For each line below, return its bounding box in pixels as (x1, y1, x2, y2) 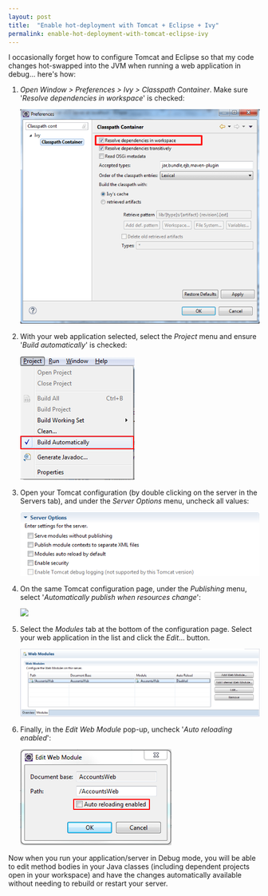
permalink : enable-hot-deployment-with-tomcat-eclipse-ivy (8, 30, 209, 37)
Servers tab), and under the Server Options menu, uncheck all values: (19, 495, 250, 506)
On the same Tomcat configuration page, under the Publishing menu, (19, 584, 247, 594)
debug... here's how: (8, 69, 77, 79)
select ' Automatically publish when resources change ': (19, 593, 202, 602)
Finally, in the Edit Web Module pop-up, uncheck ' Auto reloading (19, 724, 233, 734)
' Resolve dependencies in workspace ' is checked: (19, 93, 185, 103)
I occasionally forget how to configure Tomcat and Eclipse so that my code (8, 53, 254, 62)
